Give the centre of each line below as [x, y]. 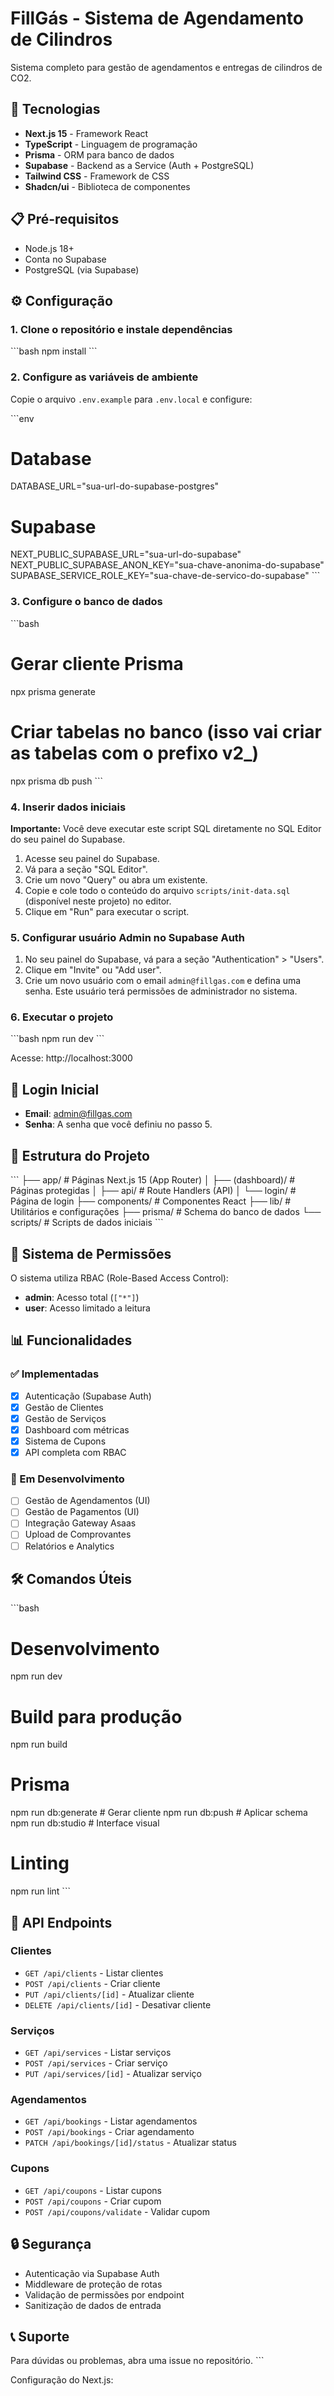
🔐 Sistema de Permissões [91, 1253]
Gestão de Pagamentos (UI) [82, 1512]
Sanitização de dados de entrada [93, 2305]
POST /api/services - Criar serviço [96, 2063]
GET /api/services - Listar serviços [98, 2053]
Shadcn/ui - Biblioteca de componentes [107, 186]
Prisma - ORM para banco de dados [99, 154]
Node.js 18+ [49, 248]
